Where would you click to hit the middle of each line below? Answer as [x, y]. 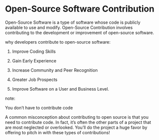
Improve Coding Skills [34, 51]
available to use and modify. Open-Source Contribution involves [69, 27]
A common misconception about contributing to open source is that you [77, 117]
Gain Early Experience [34, 61]
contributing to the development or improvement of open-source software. [79, 32]
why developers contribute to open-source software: [58, 42]
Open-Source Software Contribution [80, 9]
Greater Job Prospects [35, 79]
